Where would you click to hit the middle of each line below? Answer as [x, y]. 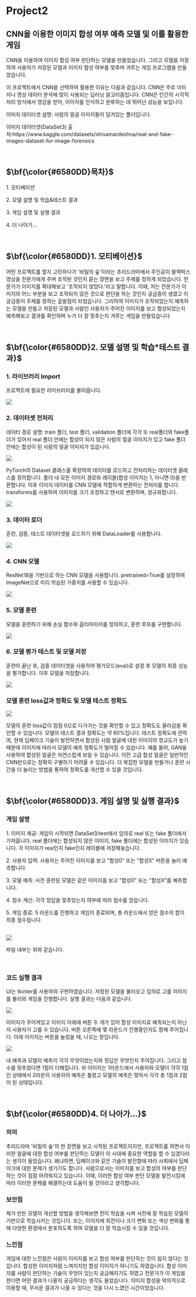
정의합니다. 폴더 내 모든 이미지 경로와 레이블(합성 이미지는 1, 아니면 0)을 [98, 477]
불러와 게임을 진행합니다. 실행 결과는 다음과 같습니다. [72, 999]
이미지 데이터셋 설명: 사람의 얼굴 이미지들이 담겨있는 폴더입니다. [79, 114]
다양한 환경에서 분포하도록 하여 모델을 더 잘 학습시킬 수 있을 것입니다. [91, 1228]
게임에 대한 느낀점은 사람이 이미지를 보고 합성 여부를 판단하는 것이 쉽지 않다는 [94, 1259]
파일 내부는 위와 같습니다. [35, 950]
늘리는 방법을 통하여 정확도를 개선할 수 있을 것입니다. [83, 769]
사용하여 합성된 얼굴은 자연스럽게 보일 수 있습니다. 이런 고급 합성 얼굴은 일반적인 [97, 755]
